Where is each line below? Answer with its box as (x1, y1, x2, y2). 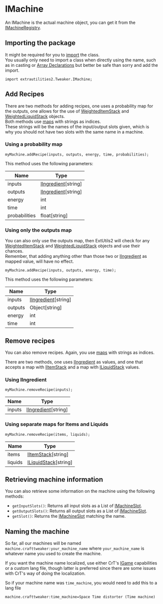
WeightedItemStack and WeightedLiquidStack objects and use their (5, 243, 140, 249)
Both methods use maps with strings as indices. (5, 118, 101, 124)
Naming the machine (5, 527, 70, 536)
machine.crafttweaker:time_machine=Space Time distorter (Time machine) (5, 595, 156, 600)
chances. (5, 248, 23, 254)
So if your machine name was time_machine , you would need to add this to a (5, 580, 157, 586)
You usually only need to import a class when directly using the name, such (5, 57, 157, 63)
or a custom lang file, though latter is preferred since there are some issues (5, 565, 156, 571)
